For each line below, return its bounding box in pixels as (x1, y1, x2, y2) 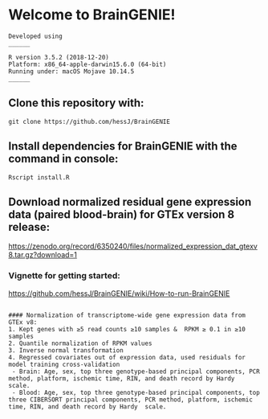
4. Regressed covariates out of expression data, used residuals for (8, 353, 246, 361)
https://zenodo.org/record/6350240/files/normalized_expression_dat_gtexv (8, 241, 258, 251)
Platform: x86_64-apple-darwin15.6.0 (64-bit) (8, 60, 167, 68)
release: (8, 220, 51, 234)
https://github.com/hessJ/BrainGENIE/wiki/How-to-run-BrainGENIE (8, 288, 230, 298)
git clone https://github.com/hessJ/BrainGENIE (8, 117, 171, 125)
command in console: (8, 152, 119, 166)
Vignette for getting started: (8, 270, 120, 281)
